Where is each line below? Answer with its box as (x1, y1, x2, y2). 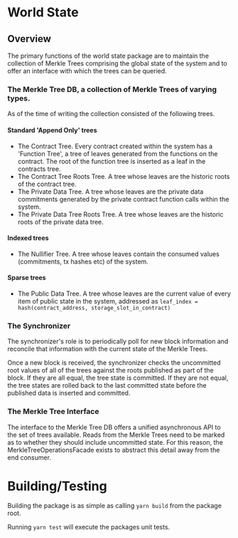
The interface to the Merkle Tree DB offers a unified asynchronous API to (7, 423, 222, 431)
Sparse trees (7, 274, 46, 282)
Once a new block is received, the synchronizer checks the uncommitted (7, 358, 221, 367)
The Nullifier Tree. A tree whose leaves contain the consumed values (17, 249, 220, 258)
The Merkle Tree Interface (7, 407, 99, 417)
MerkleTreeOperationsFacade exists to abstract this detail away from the (7, 445, 220, 454)
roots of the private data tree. (17, 217, 104, 226)
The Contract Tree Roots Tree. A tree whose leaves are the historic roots (17, 172, 230, 180)
